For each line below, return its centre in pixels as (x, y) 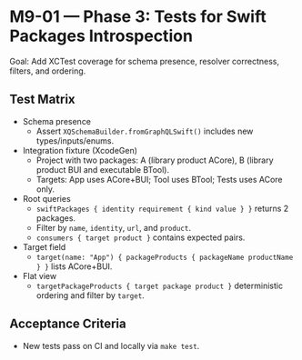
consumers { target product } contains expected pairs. (141, 237)
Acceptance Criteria (68, 324)
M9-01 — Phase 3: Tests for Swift (138, 17)
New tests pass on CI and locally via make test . (111, 345)
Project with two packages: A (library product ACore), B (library (155, 160)
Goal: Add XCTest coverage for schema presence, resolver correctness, (145, 61)
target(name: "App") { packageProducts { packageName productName (165, 257)
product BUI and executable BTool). (103, 169)
